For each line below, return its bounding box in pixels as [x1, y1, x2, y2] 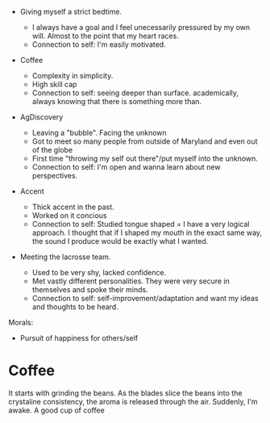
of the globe [31, 145, 73, 154]
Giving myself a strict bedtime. [19, 7, 123, 16]
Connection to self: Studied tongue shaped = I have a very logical [31, 220, 250, 228]
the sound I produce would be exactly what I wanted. [31, 237, 209, 245]
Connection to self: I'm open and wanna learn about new [31, 162, 221, 172]
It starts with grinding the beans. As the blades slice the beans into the [8, 387, 243, 398]
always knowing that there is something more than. [31, 97, 202, 106]
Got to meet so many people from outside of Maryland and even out [31, 136, 258, 146]
